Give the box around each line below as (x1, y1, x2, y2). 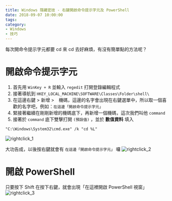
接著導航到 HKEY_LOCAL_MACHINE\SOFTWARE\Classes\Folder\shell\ (12, 90, 150, 97)
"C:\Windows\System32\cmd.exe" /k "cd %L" (5, 126, 98, 132)
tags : (5, 17, 17, 22)
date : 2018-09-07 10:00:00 (5, 12, 63, 17)
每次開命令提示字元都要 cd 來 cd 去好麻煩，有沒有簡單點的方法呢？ (5, 46, 147, 52)
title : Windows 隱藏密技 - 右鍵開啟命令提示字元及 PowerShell (5, 7, 129, 13)
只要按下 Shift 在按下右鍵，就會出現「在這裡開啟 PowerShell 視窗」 (5, 184, 147, 190)
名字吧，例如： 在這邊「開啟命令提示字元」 (22, 103, 104, 109)
